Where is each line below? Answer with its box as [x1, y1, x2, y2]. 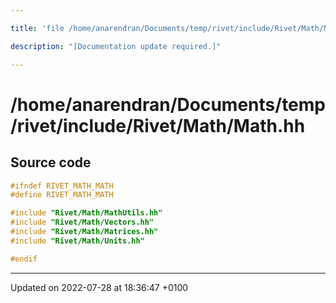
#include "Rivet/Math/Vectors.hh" [10, 217, 155, 228]
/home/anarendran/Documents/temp [10, 93, 326, 116]
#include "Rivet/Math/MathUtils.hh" [10, 208, 163, 218]
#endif [10, 254, 38, 264]
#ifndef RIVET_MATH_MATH [10, 181, 114, 191]
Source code [10, 154, 92, 171]
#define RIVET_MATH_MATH [10, 190, 114, 200]
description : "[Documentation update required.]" [10, 41, 222, 51]
